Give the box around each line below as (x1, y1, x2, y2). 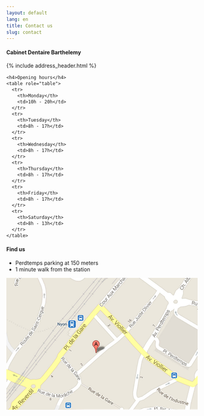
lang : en (6, 16, 29, 23)
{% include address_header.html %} (6, 62, 97, 69)
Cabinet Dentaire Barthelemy (6, 49, 81, 56)
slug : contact (6, 29, 42, 35)
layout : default (6, 10, 47, 16)
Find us (6, 246, 25, 253)
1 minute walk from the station (15, 265, 90, 273)
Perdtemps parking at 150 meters (15, 259, 99, 266)
